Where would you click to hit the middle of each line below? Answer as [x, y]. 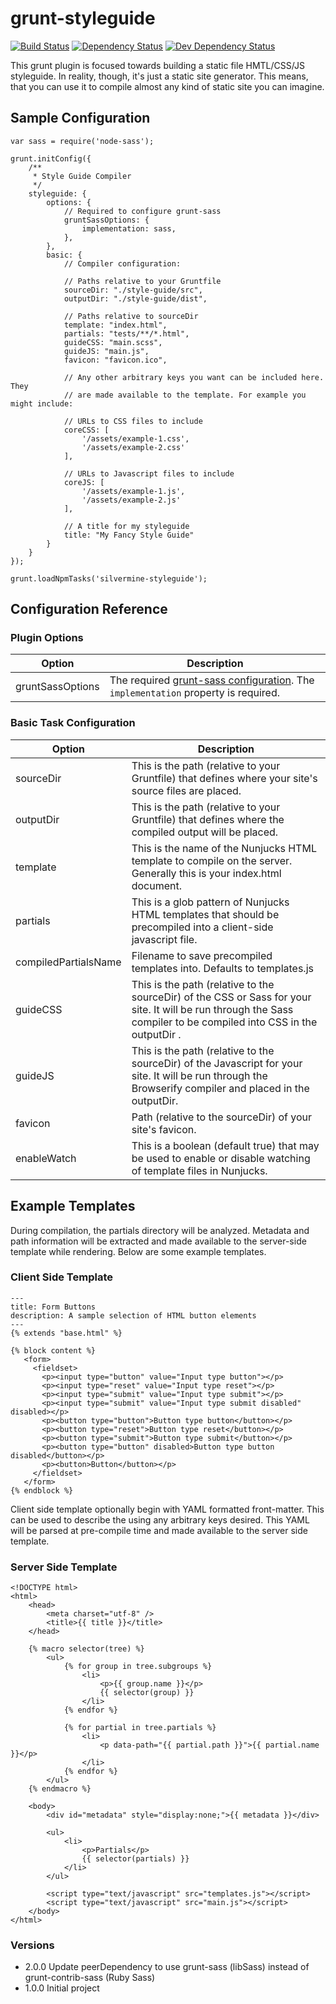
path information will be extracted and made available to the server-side [158, 1241]
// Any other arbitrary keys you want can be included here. [194, 377]
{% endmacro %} [60, 1789]
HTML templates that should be [205, 914]
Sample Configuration [80, 118]
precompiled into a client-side [202, 927]
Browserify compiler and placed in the [220, 1088]
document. [157, 885]
